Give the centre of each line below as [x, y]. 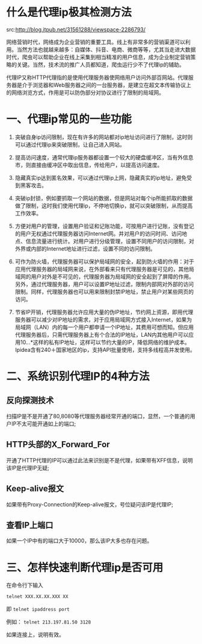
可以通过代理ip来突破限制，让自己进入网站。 [70, 144]
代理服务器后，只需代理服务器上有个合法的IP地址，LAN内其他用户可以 [102, 334]
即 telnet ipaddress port [38, 609]
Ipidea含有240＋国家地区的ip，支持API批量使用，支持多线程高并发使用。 [105, 349]
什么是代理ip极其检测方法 [69, 12]
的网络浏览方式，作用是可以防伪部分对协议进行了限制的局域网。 [85, 92]
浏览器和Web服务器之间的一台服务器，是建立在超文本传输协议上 [112, 84]
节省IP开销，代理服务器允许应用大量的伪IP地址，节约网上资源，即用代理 [104, 312]
